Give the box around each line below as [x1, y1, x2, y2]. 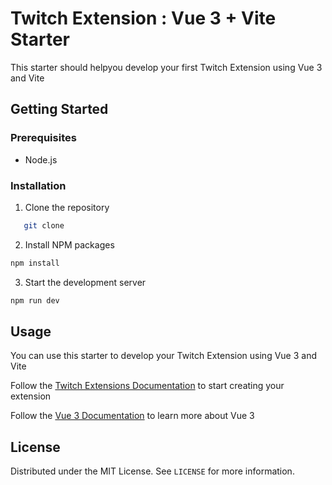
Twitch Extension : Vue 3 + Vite [10, 7, 277, 30]
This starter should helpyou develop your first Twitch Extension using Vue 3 [10, 61, 323, 73]
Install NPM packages [24, 238, 115, 251]
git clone [23, 220, 65, 231]
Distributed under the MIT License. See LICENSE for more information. [10, 465, 295, 477]
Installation [10, 178, 67, 192]
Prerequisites [10, 131, 77, 145]
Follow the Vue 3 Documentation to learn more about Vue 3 [10, 410, 255, 422]
